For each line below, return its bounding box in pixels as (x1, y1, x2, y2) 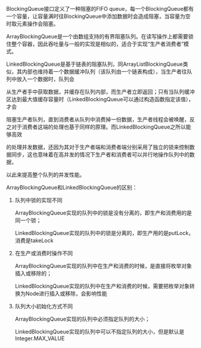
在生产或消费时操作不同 (14, 250, 73, 257)
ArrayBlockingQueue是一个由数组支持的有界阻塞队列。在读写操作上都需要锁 (6, 33, 194, 40)
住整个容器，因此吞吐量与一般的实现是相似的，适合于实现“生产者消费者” (6, 41, 184, 47)
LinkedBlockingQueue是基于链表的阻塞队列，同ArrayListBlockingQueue (6, 60, 183, 68)
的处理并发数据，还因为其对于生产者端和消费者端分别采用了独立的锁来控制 (6, 144, 190, 151)
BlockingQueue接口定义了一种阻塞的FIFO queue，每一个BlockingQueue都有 (6, 5, 194, 12)
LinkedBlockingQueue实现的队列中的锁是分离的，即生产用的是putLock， (14, 230, 194, 236)
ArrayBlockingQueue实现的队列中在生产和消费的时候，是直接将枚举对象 (14, 262, 193, 269)
